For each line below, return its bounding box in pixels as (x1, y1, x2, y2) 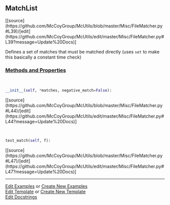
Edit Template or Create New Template (5, 188, 86, 194)
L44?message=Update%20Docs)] (5, 118, 77, 124)
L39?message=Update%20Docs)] (5, 39, 77, 45)
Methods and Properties (5, 67, 66, 74)
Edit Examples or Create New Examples (5, 183, 88, 189)
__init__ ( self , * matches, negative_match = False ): (5, 88, 112, 93)
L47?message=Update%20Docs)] (5, 169, 77, 175)
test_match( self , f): (5, 138, 51, 143)
